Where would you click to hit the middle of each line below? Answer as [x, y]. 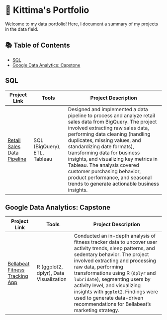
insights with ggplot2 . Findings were [116, 292]
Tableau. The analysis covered [103, 165]
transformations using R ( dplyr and [115, 273]
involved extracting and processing [115, 261]
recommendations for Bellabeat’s [112, 304]
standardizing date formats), [101, 146]
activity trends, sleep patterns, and [114, 249]
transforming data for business [104, 152]
